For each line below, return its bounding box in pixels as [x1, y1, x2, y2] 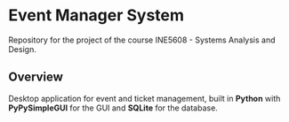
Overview [8, 70, 64, 85]
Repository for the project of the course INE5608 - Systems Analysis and [8, 34, 277, 45]
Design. [8, 43, 36, 54]
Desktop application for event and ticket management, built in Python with [8, 93, 281, 103]
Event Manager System [8, 5, 184, 26]
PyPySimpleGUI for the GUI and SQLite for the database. [8, 103, 219, 113]
